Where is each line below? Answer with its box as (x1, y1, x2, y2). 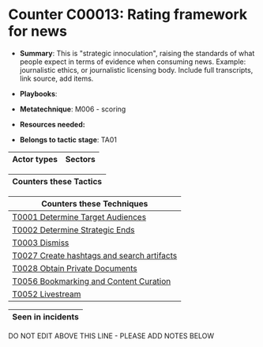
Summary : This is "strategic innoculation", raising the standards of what (19, 48, 255, 58)
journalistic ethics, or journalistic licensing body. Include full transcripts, (19, 65, 254, 74)
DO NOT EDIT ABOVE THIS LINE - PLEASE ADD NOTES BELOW (8, 330, 215, 341)
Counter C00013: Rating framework (8, 6, 247, 24)
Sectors (65, 153, 96, 164)
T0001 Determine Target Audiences (12, 211, 147, 222)
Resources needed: (19, 119, 85, 129)
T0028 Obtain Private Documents (12, 262, 138, 273)
